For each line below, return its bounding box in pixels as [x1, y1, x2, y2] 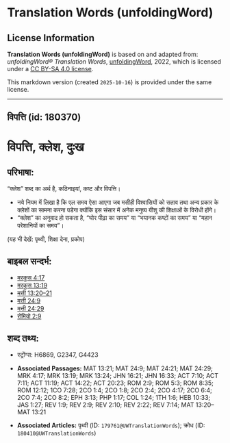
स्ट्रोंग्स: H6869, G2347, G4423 [16, 351, 99, 359]
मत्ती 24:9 [16, 296, 41, 305]
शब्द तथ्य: [7, 332, 39, 344]
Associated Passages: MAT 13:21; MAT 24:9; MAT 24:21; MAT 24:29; [16, 364, 214, 372]
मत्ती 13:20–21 [16, 289, 53, 297]
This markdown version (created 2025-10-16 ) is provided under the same [7, 78, 212, 86]
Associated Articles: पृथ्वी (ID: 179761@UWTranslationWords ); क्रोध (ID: [16, 421, 205, 429]
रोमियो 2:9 [16, 312, 42, 320]
